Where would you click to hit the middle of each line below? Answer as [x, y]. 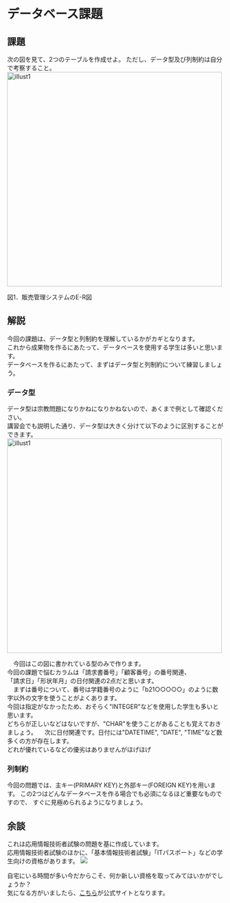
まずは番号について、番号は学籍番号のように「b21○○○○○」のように [113, 689]
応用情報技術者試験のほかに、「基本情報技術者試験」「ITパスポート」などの [112, 853]
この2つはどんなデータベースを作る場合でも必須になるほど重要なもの [118, 794]
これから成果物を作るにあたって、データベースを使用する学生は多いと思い [112, 347]
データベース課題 [55, 14]
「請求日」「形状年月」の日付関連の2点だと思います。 [82, 681]
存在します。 [55, 741]
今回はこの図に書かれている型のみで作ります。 [79, 664]
